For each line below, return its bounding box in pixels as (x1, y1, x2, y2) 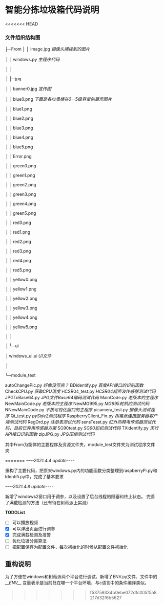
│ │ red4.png (5, 258, 32, 264)
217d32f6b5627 (90, 595, 122, 601)
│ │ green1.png (5, 172, 36, 179)
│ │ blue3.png (5, 125, 33, 131)
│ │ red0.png (5, 220, 32, 225)
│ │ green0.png (5, 163, 37, 169)
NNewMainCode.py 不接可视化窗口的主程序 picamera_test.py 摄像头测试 (5, 407, 151, 413)
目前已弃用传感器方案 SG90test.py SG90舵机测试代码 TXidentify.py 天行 (13, 425, 159, 431)
